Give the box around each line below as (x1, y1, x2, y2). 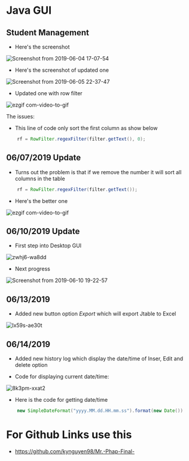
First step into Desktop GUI (14, 242, 82, 249)
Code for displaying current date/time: (14, 373, 109, 380)
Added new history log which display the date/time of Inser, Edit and (14, 355, 184, 362)
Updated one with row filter (14, 90, 83, 96)
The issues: (6, 113, 35, 120)
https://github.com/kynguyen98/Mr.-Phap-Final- (14, 447, 135, 455)
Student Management (6, 28, 90, 38)
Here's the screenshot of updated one (14, 66, 109, 74)
